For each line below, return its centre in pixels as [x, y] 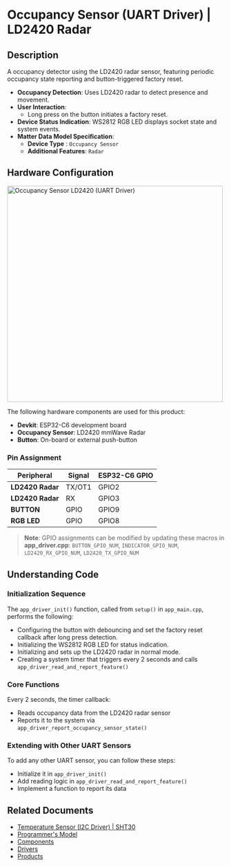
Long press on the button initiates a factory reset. [98, 114]
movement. [33, 100]
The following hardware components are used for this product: [96, 411]
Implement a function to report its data [72, 789]
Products [30, 857]
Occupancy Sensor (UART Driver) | [109, 15]
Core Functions [33, 684]
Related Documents [50, 810]
